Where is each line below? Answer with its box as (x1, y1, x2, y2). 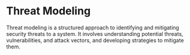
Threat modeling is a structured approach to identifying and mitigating (6, 24, 180, 31)
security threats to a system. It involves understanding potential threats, (6, 30, 184, 37)
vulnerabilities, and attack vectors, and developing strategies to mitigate (6, 36, 184, 44)
